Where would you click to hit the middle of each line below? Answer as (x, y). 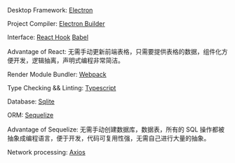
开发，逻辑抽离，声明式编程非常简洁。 (68, 60)
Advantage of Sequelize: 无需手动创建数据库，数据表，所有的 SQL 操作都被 (116, 129)
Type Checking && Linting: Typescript (62, 88)
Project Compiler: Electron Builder (56, 23)
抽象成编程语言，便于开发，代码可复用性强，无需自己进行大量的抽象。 (109, 138)
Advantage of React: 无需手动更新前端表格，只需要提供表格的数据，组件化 (115, 51)
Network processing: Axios (46, 152)
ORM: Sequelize (31, 115)
